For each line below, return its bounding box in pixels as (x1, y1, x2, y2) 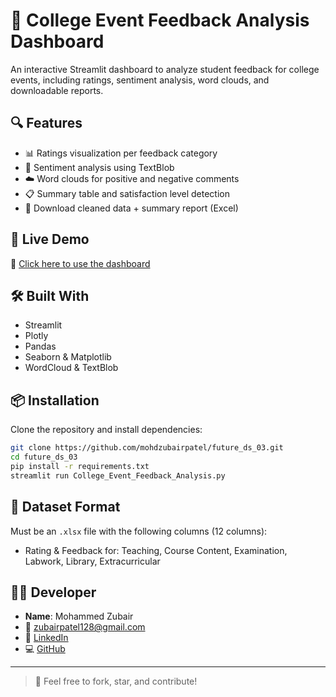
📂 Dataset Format (10, 499, 121, 516)
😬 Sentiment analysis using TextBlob (24, 161, 175, 173)
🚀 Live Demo (10, 231, 90, 248)
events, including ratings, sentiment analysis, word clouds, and (10, 74, 270, 86)
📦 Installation (10, 392, 100, 409)
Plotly (24, 330, 49, 342)
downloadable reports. (10, 84, 104, 96)
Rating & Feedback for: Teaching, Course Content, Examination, (24, 544, 288, 556)
